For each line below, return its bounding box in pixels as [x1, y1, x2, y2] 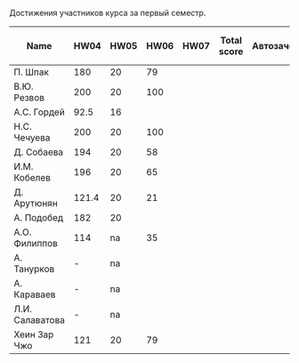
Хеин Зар [13, 328, 54, 341]
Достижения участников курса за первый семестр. [9, 8, 206, 18]
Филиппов [13, 238, 58, 249]
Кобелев [13, 172, 52, 183]
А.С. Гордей [13, 106, 65, 118]
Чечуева [13, 132, 51, 143]
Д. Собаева [13, 146, 64, 158]
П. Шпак [13, 66, 49, 78]
